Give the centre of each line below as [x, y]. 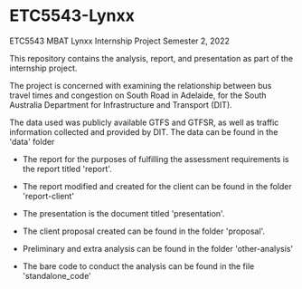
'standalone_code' [57, 275]
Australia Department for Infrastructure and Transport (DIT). [121, 104]
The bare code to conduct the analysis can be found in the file [138, 266]
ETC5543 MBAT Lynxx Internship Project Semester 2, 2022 [120, 41]
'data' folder [32, 141]
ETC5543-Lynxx [72, 16]
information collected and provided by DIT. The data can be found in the [144, 131]
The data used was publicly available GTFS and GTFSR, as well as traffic [144, 122]
